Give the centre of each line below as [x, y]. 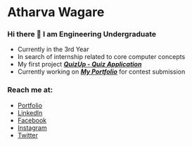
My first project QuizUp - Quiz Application [79, 65]
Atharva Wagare [56, 12]
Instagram [32, 128]
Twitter [28, 135]
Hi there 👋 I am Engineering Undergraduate [82, 34]
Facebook [32, 120]
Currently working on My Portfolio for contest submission [101, 72]
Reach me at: [30, 90]
